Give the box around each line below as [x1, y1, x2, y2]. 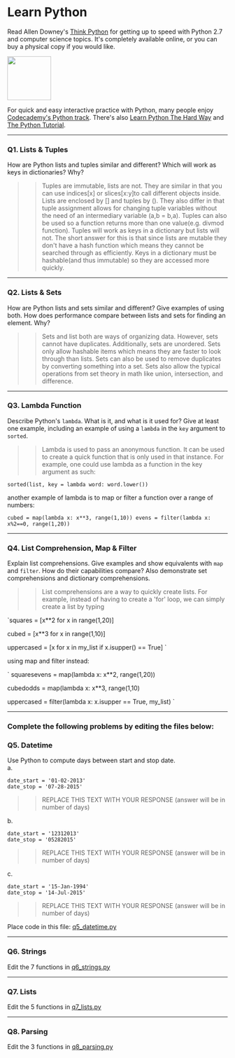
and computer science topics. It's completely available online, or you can [7, 34, 218, 43]
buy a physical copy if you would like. [7, 42, 115, 50]
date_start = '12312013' [7, 830, 80, 837]
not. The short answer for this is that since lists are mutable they [41, 234, 227, 242]
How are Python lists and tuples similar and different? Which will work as [7, 160, 217, 169]
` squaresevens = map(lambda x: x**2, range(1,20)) [7, 671, 156, 679]
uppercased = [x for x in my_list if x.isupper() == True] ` [7, 643, 167, 652]
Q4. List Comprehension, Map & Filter [7, 543, 137, 553]
